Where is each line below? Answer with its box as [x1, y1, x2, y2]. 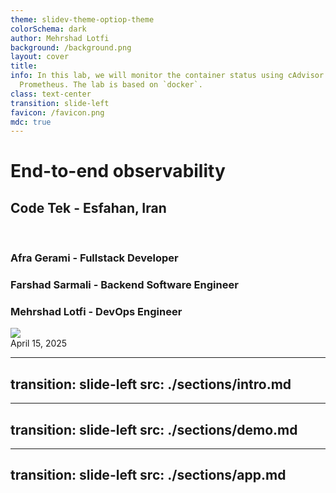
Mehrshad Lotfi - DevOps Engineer [10, 305, 183, 319]
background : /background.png [10, 42, 132, 53]
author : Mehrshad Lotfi [10, 33, 110, 43]
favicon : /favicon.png [10, 107, 105, 118]
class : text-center [10, 89, 92, 99]
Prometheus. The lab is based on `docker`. [19, 80, 203, 90]
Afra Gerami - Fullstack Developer [10, 251, 179, 265]
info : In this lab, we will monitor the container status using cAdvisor [10, 71, 325, 81]
